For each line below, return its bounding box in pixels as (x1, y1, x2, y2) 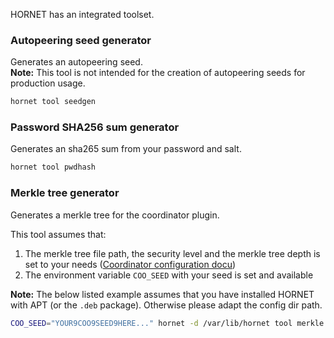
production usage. (10, 77, 86, 89)
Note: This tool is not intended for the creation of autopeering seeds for (10, 67, 306, 79)
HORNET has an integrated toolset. (10, 9, 155, 20)
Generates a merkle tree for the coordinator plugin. (10, 209, 220, 221)
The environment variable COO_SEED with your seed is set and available (24, 269, 314, 281)
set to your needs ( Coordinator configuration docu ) (24, 258, 237, 270)
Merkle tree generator (10, 186, 120, 200)
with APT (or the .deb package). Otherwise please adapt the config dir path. (10, 299, 323, 311)
